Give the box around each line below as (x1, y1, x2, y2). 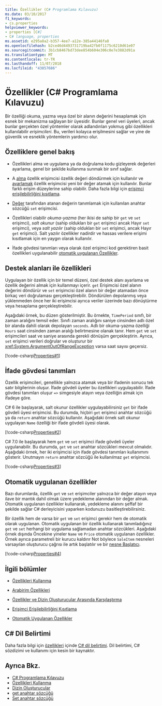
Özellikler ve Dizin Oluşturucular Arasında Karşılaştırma (12, 597, 122, 603)
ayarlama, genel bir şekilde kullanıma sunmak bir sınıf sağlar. (12, 166, 133, 172)
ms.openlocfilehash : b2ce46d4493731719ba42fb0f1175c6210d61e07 (5, 43, 135, 48)
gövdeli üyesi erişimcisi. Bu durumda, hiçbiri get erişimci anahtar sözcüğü (5, 410, 152, 415)
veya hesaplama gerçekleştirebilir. (5, 303, 73, 309)
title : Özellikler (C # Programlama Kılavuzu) (5, 7, 98, 12)
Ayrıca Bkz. (5, 662, 41, 670)
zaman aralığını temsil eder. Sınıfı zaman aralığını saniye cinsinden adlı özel (5, 317, 154, 323)
